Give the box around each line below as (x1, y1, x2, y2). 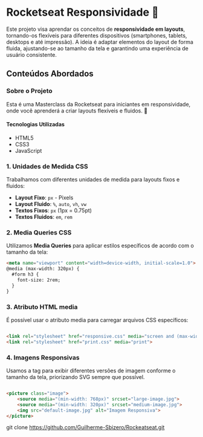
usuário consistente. (6, 51, 57, 58)
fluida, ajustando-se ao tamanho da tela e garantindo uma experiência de (6, 45, 188, 52)
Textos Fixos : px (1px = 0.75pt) (14, 207, 92, 214)
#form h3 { (11, 271, 39, 277)
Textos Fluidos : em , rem (14, 213, 72, 221)
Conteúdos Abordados (6, 69, 94, 79)
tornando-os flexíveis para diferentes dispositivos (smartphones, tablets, (6, 31, 187, 39)
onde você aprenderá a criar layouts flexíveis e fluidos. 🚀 (6, 107, 148, 114)
